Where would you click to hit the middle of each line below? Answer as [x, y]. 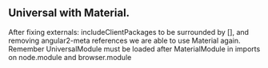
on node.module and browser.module [70, 57]
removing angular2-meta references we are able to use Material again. [124, 40]
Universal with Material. [69, 13]
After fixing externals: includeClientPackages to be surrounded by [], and [129, 32]
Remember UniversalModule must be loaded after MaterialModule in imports [134, 49]
